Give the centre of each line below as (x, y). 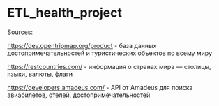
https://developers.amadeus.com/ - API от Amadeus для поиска (100, 87)
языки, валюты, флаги (40, 74)
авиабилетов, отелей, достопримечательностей (79, 95)
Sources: (20, 32)
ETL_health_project (65, 13)
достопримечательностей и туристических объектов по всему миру (110, 53)
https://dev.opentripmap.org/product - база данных (82, 45)
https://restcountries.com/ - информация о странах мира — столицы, (109, 66)
